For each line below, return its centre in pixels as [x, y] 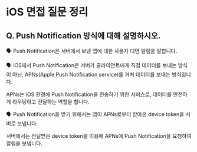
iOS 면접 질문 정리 [47, 12]
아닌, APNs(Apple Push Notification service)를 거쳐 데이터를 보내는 [91, 75]
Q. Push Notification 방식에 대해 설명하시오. [83, 36]
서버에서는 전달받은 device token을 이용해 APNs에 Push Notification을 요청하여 [99, 136]
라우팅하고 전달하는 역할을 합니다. [51, 102]
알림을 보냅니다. [24, 143]
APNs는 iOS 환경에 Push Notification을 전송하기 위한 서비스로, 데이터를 [89, 94]
